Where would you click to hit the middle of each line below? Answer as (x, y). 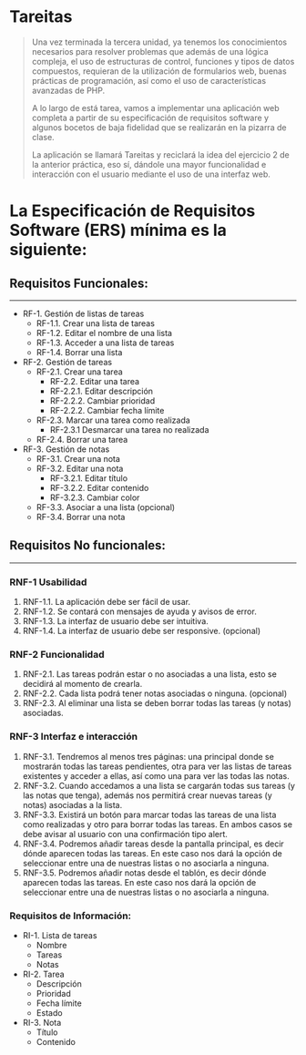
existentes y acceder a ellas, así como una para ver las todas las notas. (156, 775)
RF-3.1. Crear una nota (78, 458)
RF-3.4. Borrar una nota (81, 517)
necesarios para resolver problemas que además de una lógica (150, 51)
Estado (49, 1012)
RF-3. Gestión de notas (66, 449)
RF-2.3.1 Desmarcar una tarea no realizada (129, 429)
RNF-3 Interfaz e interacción (74, 737)
